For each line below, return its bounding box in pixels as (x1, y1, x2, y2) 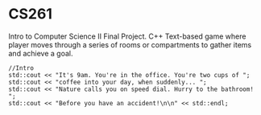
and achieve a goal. (8, 48, 73, 58)
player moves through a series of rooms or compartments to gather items (8, 39, 252, 49)
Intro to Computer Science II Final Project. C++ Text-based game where (8, 31, 246, 41)
